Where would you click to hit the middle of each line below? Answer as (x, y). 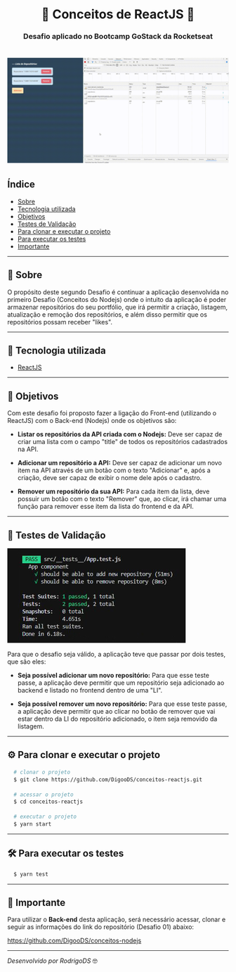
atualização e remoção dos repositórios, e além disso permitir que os (107, 314)
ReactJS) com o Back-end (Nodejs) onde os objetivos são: (92, 421)
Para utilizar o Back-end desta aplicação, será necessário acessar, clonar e (117, 920)
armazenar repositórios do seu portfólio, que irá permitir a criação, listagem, (118, 307)
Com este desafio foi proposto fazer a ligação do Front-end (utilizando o (112, 413)
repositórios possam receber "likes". (60, 322)
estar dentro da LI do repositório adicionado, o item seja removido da (117, 719)
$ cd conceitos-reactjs (48, 802)
